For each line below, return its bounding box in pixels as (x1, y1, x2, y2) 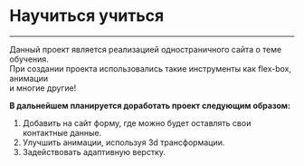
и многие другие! (9, 83, 77, 93)
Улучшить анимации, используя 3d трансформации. (22, 137, 225, 148)
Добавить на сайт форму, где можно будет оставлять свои (22, 117, 252, 128)
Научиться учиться (9, 5, 165, 26)
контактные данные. (22, 127, 102, 138)
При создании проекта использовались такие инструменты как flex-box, (9, 63, 292, 73)
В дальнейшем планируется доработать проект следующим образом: (9, 100, 291, 111)
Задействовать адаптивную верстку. (22, 146, 166, 157)
